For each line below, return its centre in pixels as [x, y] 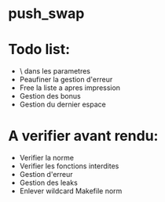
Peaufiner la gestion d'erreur [66, 80]
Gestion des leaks [49, 183]
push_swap [46, 14]
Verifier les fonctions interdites [69, 166]
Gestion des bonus [50, 96]
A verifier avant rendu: [83, 136]
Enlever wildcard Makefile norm [71, 191]
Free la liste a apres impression [70, 88]
